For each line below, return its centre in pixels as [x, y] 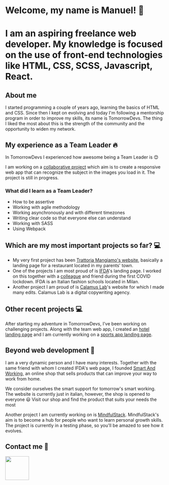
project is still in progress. [32, 178]
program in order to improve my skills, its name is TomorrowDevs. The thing [84, 118]
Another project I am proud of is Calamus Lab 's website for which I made [88, 287]
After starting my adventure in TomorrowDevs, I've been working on [76, 323]
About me [21, 95]
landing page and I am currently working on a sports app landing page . [79, 334]
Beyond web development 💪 [50, 350]
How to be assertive [33, 202]
